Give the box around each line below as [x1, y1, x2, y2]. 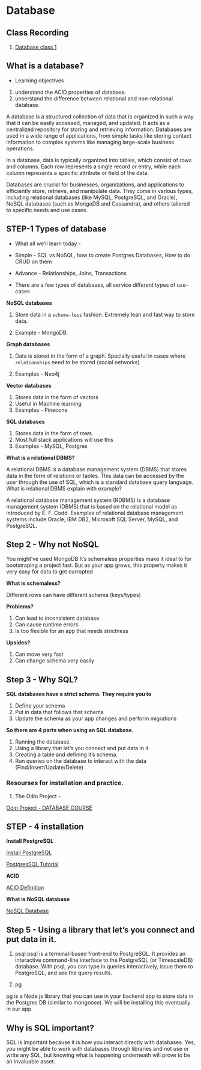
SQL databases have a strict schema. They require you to [6, 691, 152, 698]
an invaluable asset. [6, 1057, 56, 1065]
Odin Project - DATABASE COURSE [6, 804, 93, 812]
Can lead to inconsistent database [14, 614, 100, 622]
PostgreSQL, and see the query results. [14, 969, 113, 977]
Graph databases [6, 340, 50, 347]
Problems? [6, 603, 34, 610]
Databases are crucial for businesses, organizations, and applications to [6, 181, 185, 188]
